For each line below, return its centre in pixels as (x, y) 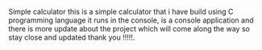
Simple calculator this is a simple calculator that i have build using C (121, 12)
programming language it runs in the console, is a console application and (131, 20)
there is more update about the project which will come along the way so (129, 29)
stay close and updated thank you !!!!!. (72, 37)
